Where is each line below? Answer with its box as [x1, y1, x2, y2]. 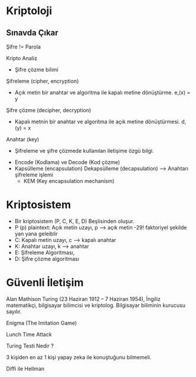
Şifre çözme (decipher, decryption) [6, 107, 92, 113]
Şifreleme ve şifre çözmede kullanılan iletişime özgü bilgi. [14, 147, 154, 154]
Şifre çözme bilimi [14, 66, 59, 73]
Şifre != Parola [6, 43, 41, 50]
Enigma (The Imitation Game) [6, 319, 77, 326]
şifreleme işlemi [14, 171, 53, 178]
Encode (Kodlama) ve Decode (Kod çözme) [14, 159, 120, 166]
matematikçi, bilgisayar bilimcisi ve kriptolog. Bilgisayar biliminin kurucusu [6, 301, 186, 309]
